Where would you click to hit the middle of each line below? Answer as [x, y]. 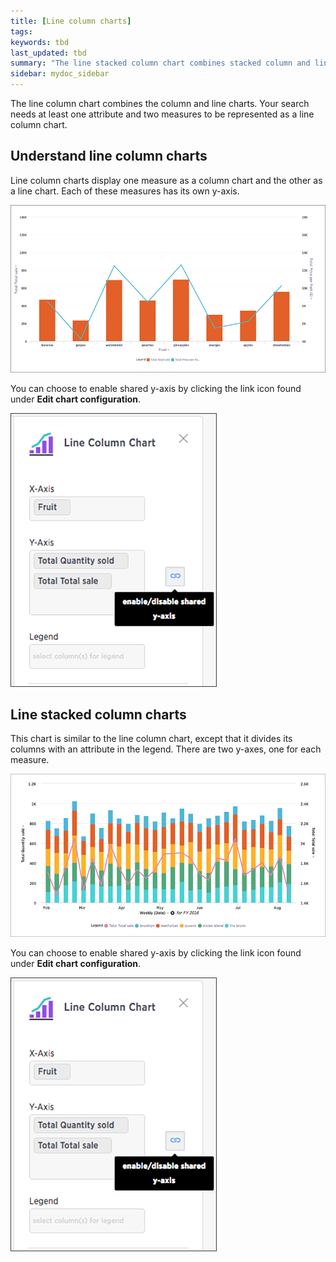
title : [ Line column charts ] [71, 21]
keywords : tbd [40, 42]
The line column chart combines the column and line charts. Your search [160, 103]
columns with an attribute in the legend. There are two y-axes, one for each [166, 749]
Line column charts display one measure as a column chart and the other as [166, 180]
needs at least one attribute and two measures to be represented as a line [162, 114]
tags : [21, 31]
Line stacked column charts [98, 715]
